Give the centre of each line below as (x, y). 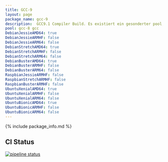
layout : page (19, 14)
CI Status (20, 142)
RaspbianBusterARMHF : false (34, 84)
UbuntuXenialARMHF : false (32, 93)
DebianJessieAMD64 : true (31, 33)
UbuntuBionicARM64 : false (32, 112)
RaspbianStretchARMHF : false (35, 79)
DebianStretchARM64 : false (33, 56)
